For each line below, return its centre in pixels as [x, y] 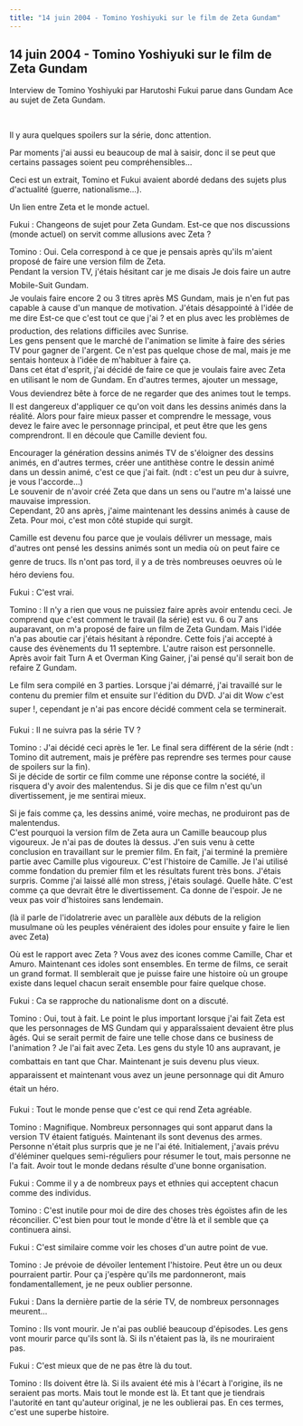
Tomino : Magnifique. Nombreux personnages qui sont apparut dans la [141, 1127]
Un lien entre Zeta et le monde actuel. [80, 207]
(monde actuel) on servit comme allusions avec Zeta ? [110, 234]
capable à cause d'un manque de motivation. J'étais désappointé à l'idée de [151, 308]
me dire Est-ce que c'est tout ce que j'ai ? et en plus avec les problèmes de [149, 318]
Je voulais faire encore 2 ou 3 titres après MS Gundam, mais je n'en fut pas [150, 298]
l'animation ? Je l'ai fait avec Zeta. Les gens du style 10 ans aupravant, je [145, 1048]
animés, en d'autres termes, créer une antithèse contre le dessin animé [142, 462]
